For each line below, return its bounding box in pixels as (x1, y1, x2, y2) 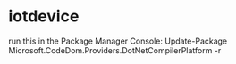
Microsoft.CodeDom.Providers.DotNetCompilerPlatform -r (8, 44, 222, 55)
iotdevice (8, 6, 80, 27)
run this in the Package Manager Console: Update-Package (8, 36, 228, 46)
